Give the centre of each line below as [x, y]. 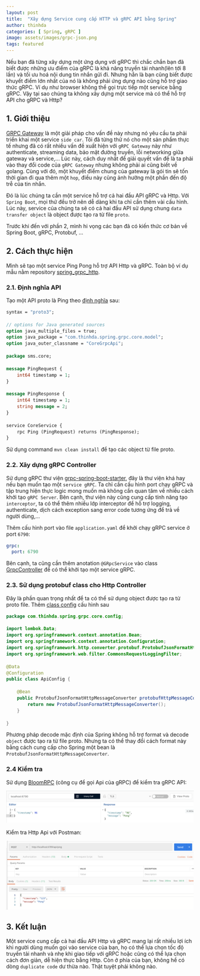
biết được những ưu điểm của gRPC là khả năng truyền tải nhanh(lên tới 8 [96, 68]
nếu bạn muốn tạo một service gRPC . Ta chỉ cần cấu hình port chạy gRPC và [100, 484]
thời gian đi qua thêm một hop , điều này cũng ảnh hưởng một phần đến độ [97, 177]
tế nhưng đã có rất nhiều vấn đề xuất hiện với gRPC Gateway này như [89, 146]
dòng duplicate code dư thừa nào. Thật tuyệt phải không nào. [82, 966]
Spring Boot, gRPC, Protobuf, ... [45, 232]
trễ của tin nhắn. [26, 184]
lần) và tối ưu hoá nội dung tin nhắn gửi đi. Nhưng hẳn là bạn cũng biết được [99, 74]
